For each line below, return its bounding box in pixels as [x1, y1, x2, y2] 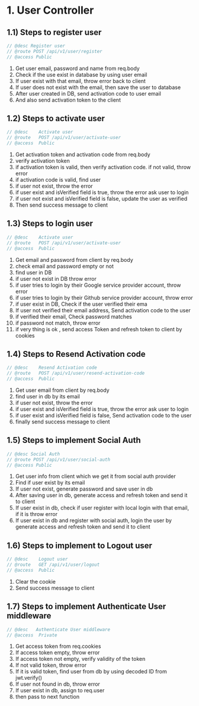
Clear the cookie [15, 578, 56, 585]
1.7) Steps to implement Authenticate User [7, 601, 166, 612]
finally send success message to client [15, 418, 110, 425]
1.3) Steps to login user [7, 219, 94, 229]
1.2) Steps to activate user [7, 113, 105, 124]
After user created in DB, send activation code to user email [15, 90, 162, 97]
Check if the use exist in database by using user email [15, 71, 147, 78]
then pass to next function [15, 693, 80, 701]
